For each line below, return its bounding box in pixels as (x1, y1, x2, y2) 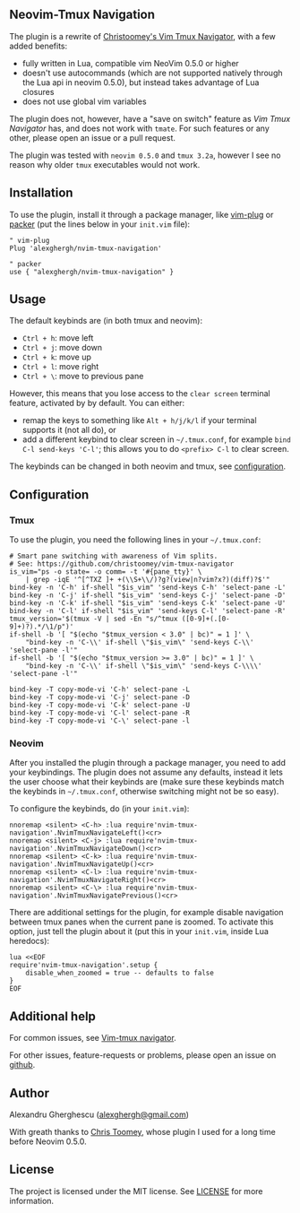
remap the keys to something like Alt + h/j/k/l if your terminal (21, 415, 257, 426)
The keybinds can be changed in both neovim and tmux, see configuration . (9, 461, 287, 472)
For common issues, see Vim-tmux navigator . (9, 1033, 176, 1044)
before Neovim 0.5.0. (9, 1136, 87, 1147)
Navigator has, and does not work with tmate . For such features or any (9, 123, 270, 134)
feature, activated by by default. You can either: (9, 398, 185, 409)
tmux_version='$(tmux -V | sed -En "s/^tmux (9, 614, 178, 624)
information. (9, 1195, 55, 1206)
